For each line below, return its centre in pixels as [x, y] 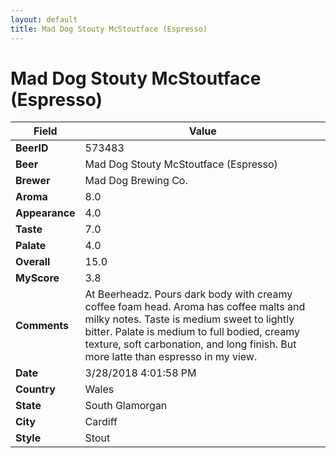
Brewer [33, 181]
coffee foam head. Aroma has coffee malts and [195, 307]
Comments [42, 326]
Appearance [45, 213]
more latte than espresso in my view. [171, 357]
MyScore [37, 278]
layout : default [44, 19]
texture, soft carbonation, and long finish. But [190, 344]
